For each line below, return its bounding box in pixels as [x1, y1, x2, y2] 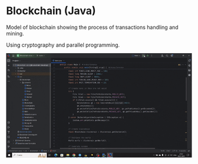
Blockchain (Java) [6, 4, 96, 18]
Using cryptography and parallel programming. [6, 41, 120, 48]
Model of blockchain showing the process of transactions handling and [6, 24, 179, 31]
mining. [6, 29, 25, 37]
